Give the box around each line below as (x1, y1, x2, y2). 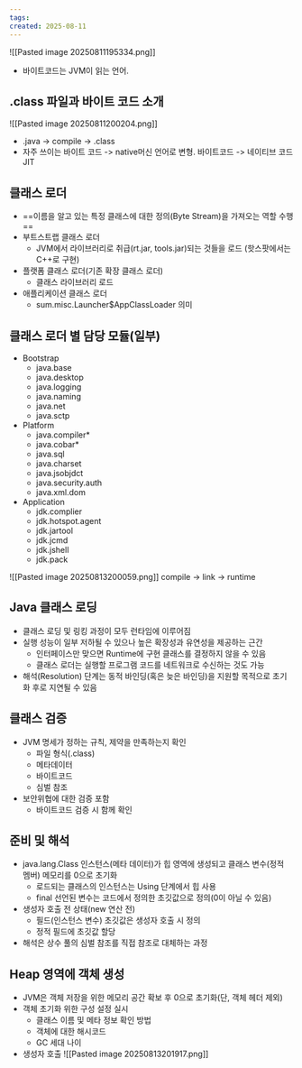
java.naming (35, 391, 81, 401)
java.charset (35, 457, 82, 469)
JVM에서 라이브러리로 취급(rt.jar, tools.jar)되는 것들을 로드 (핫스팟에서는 (35, 243, 291, 253)
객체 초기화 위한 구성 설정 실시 (22, 1003, 129, 1015)
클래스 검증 (9, 711, 68, 726)
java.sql (35, 448, 65, 459)
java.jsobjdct (35, 467, 84, 478)
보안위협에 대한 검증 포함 (22, 793, 110, 804)
